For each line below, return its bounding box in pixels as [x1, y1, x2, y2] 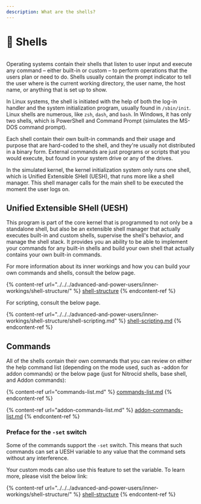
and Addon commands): [6, 376, 66, 384]
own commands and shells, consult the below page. [6, 269, 136, 277]
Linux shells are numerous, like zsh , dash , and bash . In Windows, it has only [6, 110, 192, 118]
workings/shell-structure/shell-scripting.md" [6, 317, 118, 324]
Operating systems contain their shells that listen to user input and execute [6, 60, 193, 67]
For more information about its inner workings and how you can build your [6, 263, 191, 270]
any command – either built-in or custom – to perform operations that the [6, 67, 188, 74]
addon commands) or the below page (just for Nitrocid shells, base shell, [6, 370, 188, 378]
